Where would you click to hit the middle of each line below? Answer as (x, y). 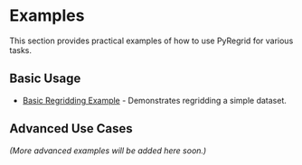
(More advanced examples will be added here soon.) (108, 151)
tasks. (21, 50)
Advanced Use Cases (71, 128)
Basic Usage (45, 79)
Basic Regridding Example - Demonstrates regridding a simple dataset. (155, 100)
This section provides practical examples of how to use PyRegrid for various (151, 41)
